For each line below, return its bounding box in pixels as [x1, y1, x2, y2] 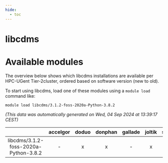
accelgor [48, 128, 70, 135]
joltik [144, 128, 157, 135]
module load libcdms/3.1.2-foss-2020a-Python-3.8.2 [5, 103, 115, 108]
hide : [5, 7, 16, 12]
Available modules [5, 56, 83, 67]
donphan [95, 128, 117, 135]
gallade [122, 128, 140, 135]
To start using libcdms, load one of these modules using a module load [5, 88, 150, 94]
